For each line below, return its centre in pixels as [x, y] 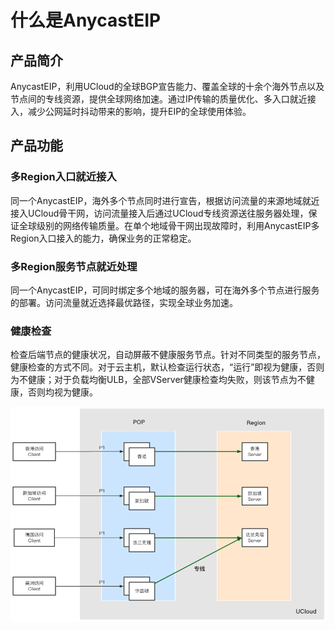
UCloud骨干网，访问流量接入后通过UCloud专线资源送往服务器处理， [168, 213]
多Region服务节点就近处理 [74, 266]
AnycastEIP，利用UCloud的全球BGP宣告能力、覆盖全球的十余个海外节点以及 [167, 86]
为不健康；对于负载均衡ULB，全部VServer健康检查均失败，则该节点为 [154, 380]
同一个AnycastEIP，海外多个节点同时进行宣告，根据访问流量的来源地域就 [161, 200]
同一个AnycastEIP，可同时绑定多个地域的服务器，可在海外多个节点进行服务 [165, 290]
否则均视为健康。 [62, 392]
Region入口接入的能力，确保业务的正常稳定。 [103, 238]
